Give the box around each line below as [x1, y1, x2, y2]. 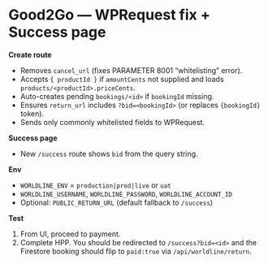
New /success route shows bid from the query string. [19, 149, 198, 158]
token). [19, 108, 45, 119]
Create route [8, 50, 52, 59]
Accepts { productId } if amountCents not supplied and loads [19, 74, 225, 84]
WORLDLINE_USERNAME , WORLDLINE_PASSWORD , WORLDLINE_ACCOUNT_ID [19, 188, 233, 198]
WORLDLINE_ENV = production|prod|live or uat [19, 180, 172, 190]
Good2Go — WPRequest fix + [8, 6, 211, 24]
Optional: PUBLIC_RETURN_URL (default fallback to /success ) [19, 197, 214, 207]
